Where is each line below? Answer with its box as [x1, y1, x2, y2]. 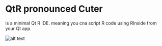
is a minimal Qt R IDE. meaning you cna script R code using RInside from [5, 20, 157, 26]
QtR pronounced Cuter [5, 3, 103, 15]
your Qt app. [5, 25, 32, 31]
